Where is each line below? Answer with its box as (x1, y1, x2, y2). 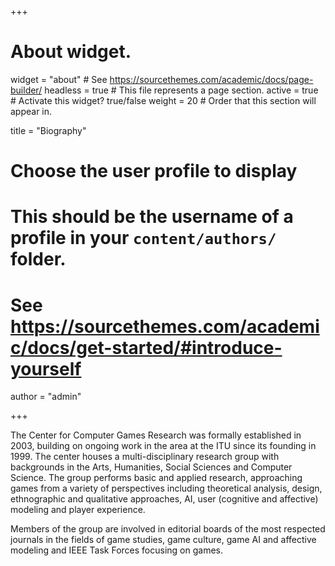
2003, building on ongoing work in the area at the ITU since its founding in (10, 440, 317, 452)
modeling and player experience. (10, 504, 146, 516)
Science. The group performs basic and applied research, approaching (10, 472, 303, 484)
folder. (10, 248, 67, 271)
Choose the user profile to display (10, 160, 298, 183)
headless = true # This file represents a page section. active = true (44, 84, 319, 96)
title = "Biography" (10, 124, 87, 136)
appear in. (10, 105, 53, 117)
